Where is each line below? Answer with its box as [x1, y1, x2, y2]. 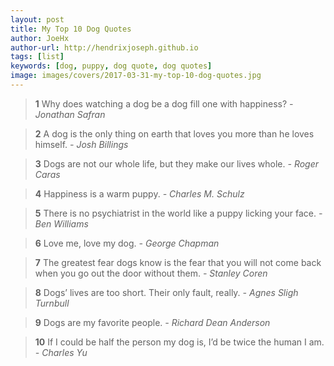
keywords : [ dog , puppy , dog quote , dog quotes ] [10, 61, 213, 71]
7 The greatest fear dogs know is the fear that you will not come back [34, 256, 322, 268]
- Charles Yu [34, 346, 88, 358]
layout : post [10, 14, 65, 25]
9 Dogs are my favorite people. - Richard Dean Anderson [34, 316, 271, 328]
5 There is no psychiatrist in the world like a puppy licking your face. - [34, 207, 323, 219]
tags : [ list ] [10, 52, 65, 62]
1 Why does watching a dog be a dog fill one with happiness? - [34, 97, 294, 110]
